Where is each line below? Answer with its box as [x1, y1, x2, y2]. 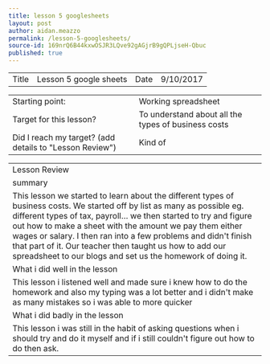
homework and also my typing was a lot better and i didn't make [12, 287, 254, 297]
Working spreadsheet [138, 96, 220, 107]
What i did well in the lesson [12, 264, 118, 274]
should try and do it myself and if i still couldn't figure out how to [12, 333, 255, 344]
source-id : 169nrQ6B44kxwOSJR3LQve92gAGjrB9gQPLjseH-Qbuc [8, 42, 207, 50]
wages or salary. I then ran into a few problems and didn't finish [12, 231, 252, 241]
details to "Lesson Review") [12, 142, 117, 153]
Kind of [138, 137, 166, 148]
